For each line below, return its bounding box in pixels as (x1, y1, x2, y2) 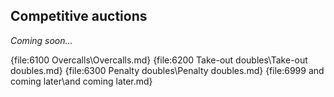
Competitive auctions (10, 8, 148, 25)
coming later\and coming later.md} (10, 75, 153, 87)
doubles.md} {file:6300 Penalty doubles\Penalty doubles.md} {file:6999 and (10, 64, 325, 76)
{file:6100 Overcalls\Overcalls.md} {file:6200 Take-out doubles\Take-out (10, 54, 308, 66)
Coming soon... (10, 34, 73, 46)
